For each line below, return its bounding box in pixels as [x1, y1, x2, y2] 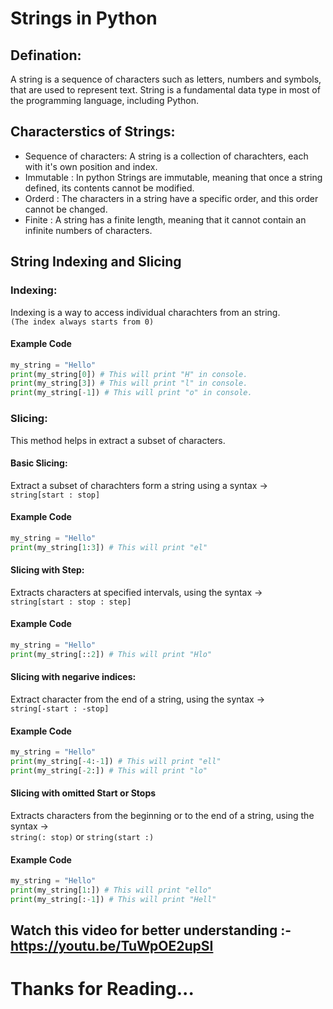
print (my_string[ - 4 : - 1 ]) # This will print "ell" [10, 757, 222, 767]
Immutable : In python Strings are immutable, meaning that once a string [24, 171, 323, 183]
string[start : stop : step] [10, 597, 132, 607]
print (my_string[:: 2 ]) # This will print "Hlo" [10, 649, 213, 659]
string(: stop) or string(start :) [10, 831, 155, 843]
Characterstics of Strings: [10, 123, 176, 141]
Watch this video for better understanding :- [10, 922, 292, 939]
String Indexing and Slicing [10, 253, 182, 271]
